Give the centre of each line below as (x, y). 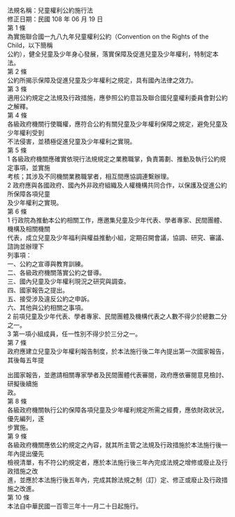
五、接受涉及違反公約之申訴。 (50, 299)
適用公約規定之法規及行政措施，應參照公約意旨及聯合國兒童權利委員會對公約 (117, 98)
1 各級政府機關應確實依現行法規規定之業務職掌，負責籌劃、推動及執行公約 (114, 159)
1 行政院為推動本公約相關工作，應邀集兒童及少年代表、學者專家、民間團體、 (116, 220)
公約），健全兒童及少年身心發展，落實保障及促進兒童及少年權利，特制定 (110, 54)
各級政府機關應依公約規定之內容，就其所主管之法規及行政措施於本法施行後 (114, 445)
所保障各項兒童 (29, 194)
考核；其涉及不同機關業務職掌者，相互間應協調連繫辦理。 (90, 176)
